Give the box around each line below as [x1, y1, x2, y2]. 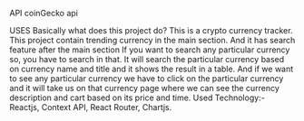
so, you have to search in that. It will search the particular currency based [9, 54, 285, 64]
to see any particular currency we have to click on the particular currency [9, 73, 284, 84]
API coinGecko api [9, 8, 79, 18]
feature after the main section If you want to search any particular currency [9, 44, 290, 55]
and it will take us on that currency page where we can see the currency [9, 83, 279, 93]
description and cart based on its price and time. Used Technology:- [9, 92, 265, 103]
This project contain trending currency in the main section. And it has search [9, 35, 296, 45]
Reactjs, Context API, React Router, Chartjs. [9, 102, 172, 112]
